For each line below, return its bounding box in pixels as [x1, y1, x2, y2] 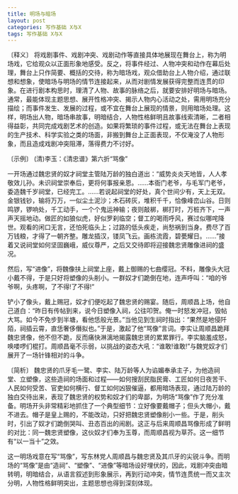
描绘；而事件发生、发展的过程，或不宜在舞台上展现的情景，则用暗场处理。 [7, 104, 225, 112]
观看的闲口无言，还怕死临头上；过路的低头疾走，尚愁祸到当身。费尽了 [19, 223, 225, 232]
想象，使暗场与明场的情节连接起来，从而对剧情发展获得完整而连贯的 [19, 77, 218, 86]
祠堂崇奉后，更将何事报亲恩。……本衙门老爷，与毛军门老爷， [50, 178, 229, 187]
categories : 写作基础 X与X [7, 23, 81, 31]
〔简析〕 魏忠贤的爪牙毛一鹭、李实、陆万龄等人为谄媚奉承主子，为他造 [7, 366, 214, 375]
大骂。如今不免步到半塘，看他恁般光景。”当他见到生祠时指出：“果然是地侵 [7, 316, 221, 324]
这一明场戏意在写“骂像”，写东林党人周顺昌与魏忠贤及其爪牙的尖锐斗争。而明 [7, 452, 230, 461]
